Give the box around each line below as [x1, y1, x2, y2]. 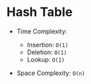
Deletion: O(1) [26, 48, 67, 56]
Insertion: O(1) [26, 40, 69, 49]
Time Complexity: [16, 27, 67, 35]
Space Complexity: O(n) [16, 69, 85, 77]
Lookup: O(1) [26, 55, 65, 63]
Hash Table [6, 4, 73, 20]
